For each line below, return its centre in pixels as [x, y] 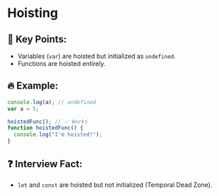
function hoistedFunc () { [45, 128]
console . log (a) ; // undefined [52, 102]
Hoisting [33, 13]
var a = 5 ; [23, 109]
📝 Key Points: [37, 39]
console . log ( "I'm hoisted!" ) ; [58, 135]
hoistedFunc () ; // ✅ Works [48, 122]
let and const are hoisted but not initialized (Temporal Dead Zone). [115, 185]
